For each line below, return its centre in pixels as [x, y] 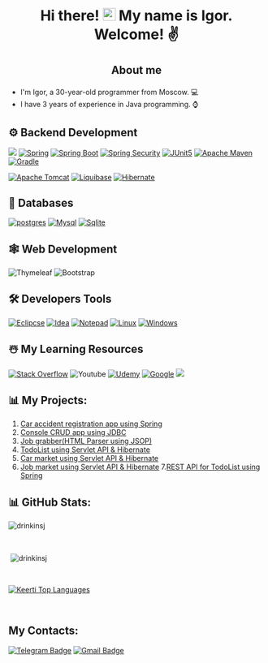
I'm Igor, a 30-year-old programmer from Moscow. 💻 [109, 92]
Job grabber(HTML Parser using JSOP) [86, 441]
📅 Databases [41, 202]
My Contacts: [43, 631]
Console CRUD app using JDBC [73, 433]
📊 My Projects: [48, 400]
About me [136, 70]
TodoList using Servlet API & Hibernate [85, 450]
